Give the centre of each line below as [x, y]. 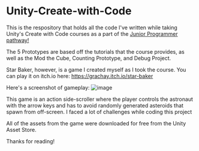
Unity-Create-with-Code [69, 11]
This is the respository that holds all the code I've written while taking [92, 27]
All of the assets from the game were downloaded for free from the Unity [96, 123]
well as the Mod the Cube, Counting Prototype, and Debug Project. [89, 58]
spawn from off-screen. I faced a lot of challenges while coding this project [99, 112]
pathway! [18, 40]
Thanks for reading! [31, 141]
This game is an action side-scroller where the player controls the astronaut [100, 99]
